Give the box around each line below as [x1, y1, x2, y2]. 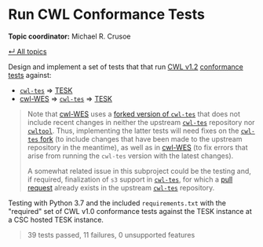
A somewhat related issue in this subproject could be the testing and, [27, 166, 251, 175]
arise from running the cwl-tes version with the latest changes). [27, 151, 234, 160]
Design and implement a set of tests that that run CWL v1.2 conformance [8, 61, 243, 72]
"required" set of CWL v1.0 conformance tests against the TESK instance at [8, 206, 253, 216]
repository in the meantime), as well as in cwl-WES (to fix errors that [27, 142, 248, 152]
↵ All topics [8, 46, 47, 56]
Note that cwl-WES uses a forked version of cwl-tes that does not [27, 109, 241, 119]
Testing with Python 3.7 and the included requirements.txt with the [8, 198, 226, 208]
